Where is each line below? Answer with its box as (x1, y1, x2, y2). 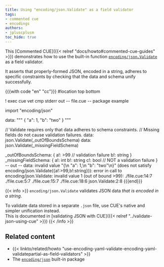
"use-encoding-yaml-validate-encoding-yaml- (62, 245, 157, 252)
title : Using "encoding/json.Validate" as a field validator (5, 7, 134, 12)
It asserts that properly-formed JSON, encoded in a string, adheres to (5, 68, 147, 74)
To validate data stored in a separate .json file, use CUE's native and (5, 202, 145, 208)
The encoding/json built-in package (12, 256, 85, 262)
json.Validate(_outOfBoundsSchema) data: (5, 137, 91, 143)
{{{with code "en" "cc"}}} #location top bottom (5, 88, 100, 94)
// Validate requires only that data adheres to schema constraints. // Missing (5, 126, 160, 132)
